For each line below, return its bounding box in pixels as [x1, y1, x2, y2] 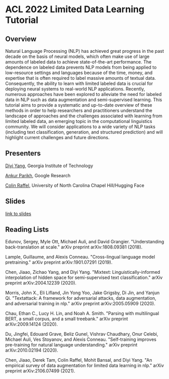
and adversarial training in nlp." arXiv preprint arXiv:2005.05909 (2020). [5, 301, 155, 307]
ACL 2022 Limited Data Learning [5, 4, 145, 15]
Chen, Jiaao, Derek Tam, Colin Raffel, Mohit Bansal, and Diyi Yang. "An [5, 357, 152, 363]
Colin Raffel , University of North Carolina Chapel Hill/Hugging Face [5, 182, 145, 188]
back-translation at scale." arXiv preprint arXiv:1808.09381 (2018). [5, 244, 143, 250]
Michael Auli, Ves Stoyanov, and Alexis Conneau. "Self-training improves [5, 336, 157, 342]
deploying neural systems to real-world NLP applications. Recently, [5, 86, 145, 92]
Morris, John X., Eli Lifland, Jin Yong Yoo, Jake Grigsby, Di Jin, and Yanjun [5, 290, 160, 296]
